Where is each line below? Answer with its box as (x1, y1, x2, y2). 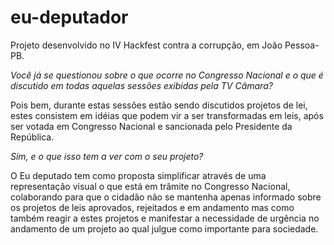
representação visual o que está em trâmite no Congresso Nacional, (10, 180, 291, 192)
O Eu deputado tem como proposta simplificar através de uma (10, 169, 267, 181)
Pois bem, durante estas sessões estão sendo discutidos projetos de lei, (10, 99, 308, 111)
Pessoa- (284, 39, 320, 51)
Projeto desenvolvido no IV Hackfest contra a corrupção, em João (10, 39, 283, 51)
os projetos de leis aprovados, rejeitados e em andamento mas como (10, 201, 295, 213)
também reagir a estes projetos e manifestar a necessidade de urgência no (10, 212, 320, 224)
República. (10, 131, 55, 143)
